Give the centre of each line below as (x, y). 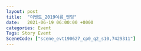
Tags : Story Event (29, 33)
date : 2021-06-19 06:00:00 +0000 (50, 22)
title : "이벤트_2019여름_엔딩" (42, 17)
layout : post (22, 11)
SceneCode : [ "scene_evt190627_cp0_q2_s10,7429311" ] (71, 39)
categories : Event (29, 28)
